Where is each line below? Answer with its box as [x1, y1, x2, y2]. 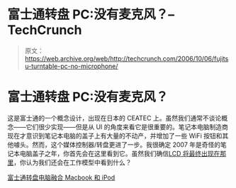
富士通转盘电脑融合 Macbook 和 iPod [7, 173, 116, 182]
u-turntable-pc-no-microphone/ [24, 62, 118, 70]
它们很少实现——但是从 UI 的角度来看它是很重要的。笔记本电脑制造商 [26, 122, 229, 131]
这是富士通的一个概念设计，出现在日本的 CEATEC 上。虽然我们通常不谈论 [7, 114, 222, 122]
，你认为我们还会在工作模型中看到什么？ [13, 157, 132, 167]
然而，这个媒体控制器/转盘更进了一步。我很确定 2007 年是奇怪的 [31, 140, 221, 149]
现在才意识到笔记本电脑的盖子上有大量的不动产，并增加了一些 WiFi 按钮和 [7, 131, 223, 140]
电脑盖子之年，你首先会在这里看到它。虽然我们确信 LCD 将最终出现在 [19, 149, 220, 157]
